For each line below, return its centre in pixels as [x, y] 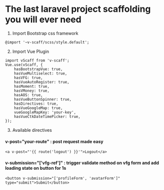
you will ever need [43, 19]
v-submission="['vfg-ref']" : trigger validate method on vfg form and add [82, 163]
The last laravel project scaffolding [78, 9]
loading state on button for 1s [36, 168]
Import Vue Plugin [31, 51]
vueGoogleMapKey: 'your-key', [45, 112]
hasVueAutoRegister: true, [42, 82]
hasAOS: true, [28, 95]
